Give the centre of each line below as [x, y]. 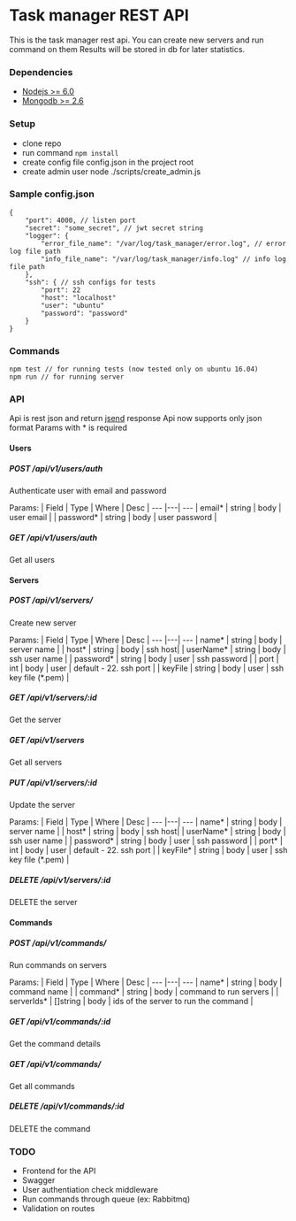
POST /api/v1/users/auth [56, 468]
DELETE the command [50, 1128]
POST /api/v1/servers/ [51, 600]
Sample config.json [52, 194]
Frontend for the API [59, 1171]
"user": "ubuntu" [72, 305]
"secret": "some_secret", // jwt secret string [114, 228]
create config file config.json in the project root [108, 162]
